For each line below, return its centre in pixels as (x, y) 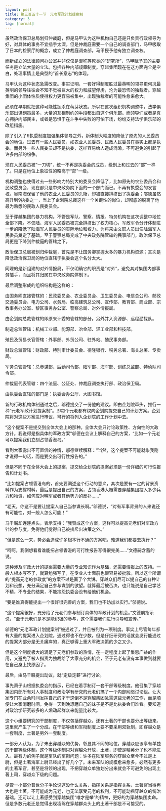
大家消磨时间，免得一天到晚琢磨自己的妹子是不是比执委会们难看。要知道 (87, 704)
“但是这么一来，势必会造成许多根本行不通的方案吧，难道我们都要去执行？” (81, 540)
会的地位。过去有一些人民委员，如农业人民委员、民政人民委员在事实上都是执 (83, 142)
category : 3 (17, 19)
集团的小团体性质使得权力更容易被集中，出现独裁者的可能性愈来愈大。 (77, 96)
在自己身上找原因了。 (27, 665)
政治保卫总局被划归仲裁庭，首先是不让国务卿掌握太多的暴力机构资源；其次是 (83, 252)
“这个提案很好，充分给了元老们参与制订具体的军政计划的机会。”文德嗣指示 (80, 613)
